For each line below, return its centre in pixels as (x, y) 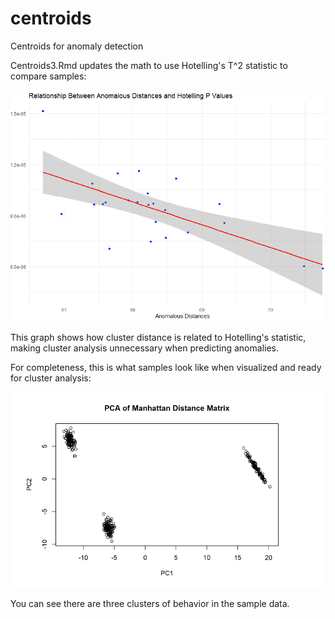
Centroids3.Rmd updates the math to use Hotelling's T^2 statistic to (149, 65)
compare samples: (48, 76)
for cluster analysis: (51, 378)
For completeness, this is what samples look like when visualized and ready (166, 368)
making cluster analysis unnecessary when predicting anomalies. (144, 348)
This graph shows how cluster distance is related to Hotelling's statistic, (158, 338)
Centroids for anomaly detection (77, 46)
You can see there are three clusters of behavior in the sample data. (150, 604)
